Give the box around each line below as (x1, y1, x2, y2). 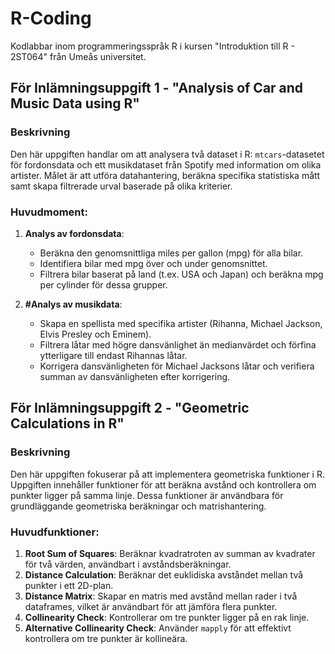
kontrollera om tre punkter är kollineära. (24, 632, 188, 644)
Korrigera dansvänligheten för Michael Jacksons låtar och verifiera (39, 360, 315, 372)
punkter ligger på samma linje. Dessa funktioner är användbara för (10, 489, 284, 501)
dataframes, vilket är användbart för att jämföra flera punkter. (24, 600, 278, 612)
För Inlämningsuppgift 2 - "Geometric (10, 400, 250, 417)
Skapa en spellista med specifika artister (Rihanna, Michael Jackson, (39, 317, 323, 329)
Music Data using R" (10, 95, 140, 112)
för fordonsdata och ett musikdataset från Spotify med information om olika (10, 158, 322, 171)
